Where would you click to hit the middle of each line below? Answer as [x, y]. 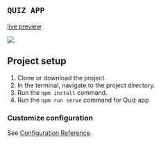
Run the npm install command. [62, 92]
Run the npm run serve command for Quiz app [83, 100]
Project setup [37, 61]
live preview [24, 26]
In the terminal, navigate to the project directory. [86, 85]
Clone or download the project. [61, 78]
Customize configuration [50, 118]
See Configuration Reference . [50, 133]
